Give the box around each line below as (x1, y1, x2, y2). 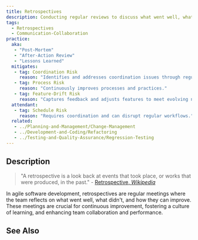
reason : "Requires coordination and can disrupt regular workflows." (19, 113, 194, 119)
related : (11, 119, 33, 124)
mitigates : (11, 63, 38, 70)
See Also (6, 225, 39, 236)
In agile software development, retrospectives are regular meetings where (6, 190, 186, 197)
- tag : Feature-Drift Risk (14, 91, 81, 97)
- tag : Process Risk (14, 80, 65, 86)
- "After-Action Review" (14, 52, 75, 58)
